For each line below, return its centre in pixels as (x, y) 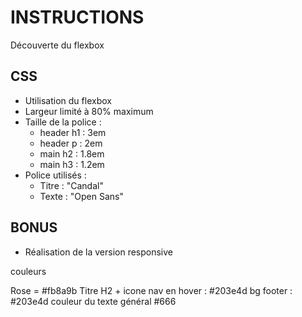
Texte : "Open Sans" (82, 196)
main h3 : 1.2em (72, 164)
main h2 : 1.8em (72, 153)
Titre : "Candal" (71, 185)
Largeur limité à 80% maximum (89, 111)
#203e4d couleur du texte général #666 (93, 301)
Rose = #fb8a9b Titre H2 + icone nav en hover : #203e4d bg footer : (151, 290)
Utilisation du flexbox (68, 100)
